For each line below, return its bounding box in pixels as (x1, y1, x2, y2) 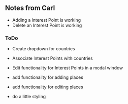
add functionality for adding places (12, 74, 84, 80)
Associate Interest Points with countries (12, 55, 93, 61)
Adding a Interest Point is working (12, 17, 81, 23)
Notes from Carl (5, 4, 55, 12)
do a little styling (12, 94, 46, 100)
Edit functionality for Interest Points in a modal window (12, 65, 123, 71)
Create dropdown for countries (12, 46, 75, 52)
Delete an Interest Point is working (12, 22, 82, 28)
